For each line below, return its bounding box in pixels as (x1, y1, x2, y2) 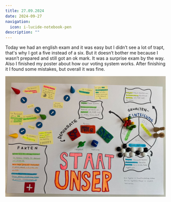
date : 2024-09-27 (5, 13, 42, 19)
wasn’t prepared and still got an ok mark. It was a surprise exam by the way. (5, 55, 165, 61)
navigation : (5, 19, 31, 24)
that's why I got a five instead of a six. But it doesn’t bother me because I (5, 50, 158, 56)
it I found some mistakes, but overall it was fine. (5, 66, 105, 72)
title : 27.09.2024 (5, 8, 44, 13)
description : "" (5, 30, 40, 35)
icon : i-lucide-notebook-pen (10, 24, 72, 30)
